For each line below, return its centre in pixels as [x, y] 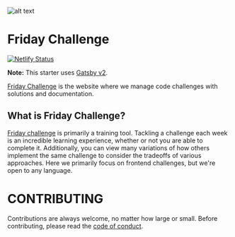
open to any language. [40, 170]
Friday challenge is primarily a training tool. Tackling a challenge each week [117, 133]
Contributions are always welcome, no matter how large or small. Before [113, 218]
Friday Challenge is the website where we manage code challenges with [113, 86]
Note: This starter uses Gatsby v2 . [58, 72]
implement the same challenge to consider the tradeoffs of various [104, 155]
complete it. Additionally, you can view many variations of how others [109, 147]
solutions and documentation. [51, 93]
